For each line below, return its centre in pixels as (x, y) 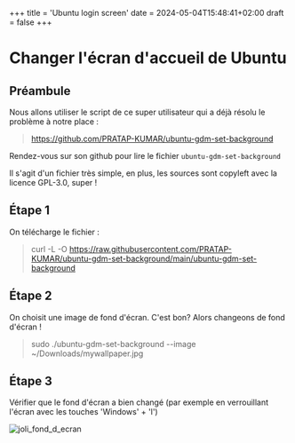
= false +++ (31, 22)
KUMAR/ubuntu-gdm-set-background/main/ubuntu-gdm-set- (144, 258)
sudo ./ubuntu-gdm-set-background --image (113, 344)
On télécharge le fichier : (55, 232)
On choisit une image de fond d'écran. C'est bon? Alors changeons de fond (147, 317)
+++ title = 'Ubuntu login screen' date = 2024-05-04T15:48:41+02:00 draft (147, 13)
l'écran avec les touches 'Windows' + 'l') (84, 412)
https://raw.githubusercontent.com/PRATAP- (151, 249)
